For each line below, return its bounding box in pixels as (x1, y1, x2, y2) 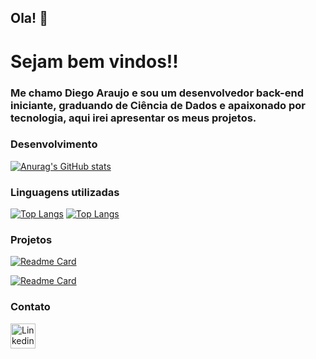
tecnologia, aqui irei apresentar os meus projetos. (10, 111, 257, 125)
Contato (10, 300, 51, 314)
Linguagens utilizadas (10, 185, 120, 199)
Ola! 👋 (10, 10, 48, 27)
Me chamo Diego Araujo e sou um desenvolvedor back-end (10, 86, 304, 100)
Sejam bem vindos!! (10, 50, 179, 73)
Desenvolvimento (10, 137, 98, 151)
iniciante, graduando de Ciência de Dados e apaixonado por (10, 98, 306, 112)
